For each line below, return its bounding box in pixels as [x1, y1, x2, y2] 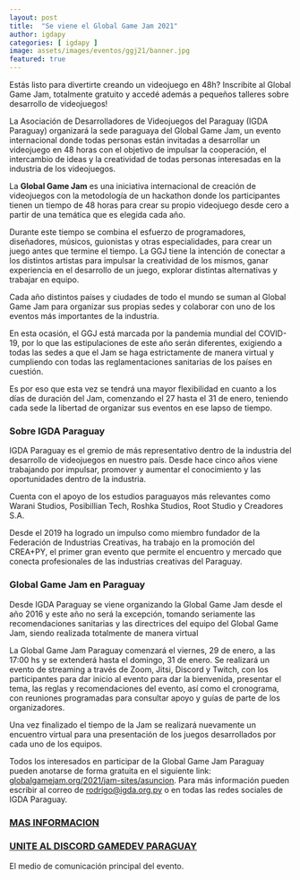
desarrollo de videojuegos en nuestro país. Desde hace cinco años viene [9, 454, 279, 466]
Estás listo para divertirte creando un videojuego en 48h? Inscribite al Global [9, 80, 291, 90]
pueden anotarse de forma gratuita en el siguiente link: [9, 765, 212, 776]
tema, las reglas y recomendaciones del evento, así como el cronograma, [9, 683, 279, 694]
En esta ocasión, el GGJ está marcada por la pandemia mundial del [9, 328, 257, 339]
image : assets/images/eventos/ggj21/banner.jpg [9, 47, 191, 56]
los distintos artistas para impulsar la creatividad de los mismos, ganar [9, 255, 269, 265]
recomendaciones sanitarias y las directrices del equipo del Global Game [9, 617, 279, 628]
